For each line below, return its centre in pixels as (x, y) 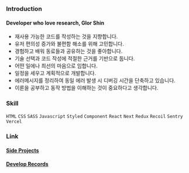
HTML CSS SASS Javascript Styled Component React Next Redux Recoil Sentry (94, 117)
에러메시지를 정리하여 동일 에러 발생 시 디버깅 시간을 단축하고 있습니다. (95, 80)
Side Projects (23, 150)
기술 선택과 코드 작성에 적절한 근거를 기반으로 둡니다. (75, 59)
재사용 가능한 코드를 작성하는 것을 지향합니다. (66, 36)
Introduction (24, 9)
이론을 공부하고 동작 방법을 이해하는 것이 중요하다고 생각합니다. (87, 88)
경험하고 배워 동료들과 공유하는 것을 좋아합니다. (68, 51)
